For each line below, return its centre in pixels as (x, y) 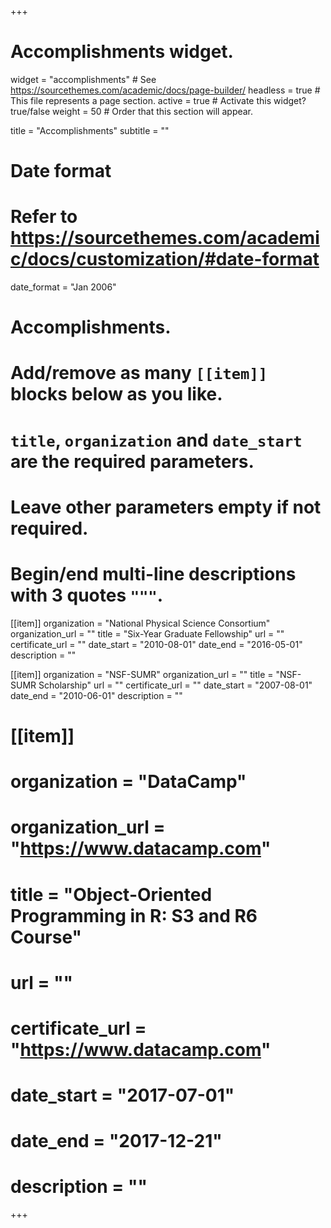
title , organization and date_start (156, 440)
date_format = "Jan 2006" (63, 287)
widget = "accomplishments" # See (83, 79)
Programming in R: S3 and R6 (134, 915)
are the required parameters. (132, 461)
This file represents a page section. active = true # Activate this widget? (158, 100)
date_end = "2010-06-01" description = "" (96, 695)
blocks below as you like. (116, 394)
